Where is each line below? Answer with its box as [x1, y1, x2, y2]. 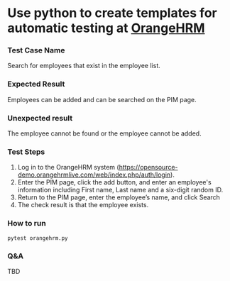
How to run [7, 219, 46, 228]
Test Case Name [7, 45, 65, 55]
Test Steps [7, 147, 45, 157]
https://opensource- [119, 163, 179, 172]
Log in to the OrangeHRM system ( [17, 163, 119, 172]
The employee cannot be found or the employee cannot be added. [7, 129, 202, 138]
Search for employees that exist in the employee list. [7, 62, 161, 70]
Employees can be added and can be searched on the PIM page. [7, 95, 197, 104]
